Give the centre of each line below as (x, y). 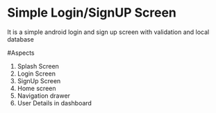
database (21, 39)
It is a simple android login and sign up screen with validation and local (108, 32)
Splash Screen (38, 66)
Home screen (36, 88)
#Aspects (21, 53)
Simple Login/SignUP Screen (92, 13)
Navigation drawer (44, 96)
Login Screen (36, 73)
